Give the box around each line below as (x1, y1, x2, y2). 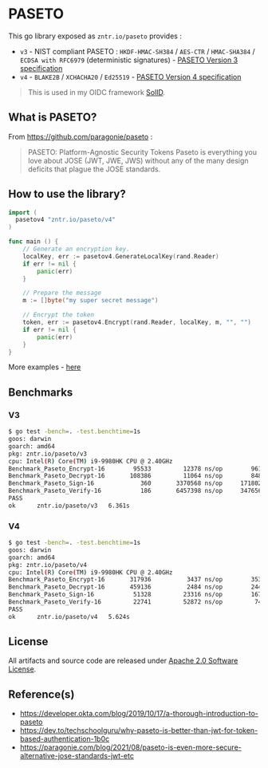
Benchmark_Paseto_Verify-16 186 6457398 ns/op (8, 487, 223, 495)
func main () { (8, 238, 59, 246)
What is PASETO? (8, 111, 97, 124)
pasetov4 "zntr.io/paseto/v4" (15, 216, 116, 224)
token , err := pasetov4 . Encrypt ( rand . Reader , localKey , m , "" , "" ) (22, 318, 252, 327)
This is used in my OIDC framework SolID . (27, 87, 166, 96)
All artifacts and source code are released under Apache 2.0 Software (8, 656, 238, 666)
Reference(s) (8, 687, 75, 701)
